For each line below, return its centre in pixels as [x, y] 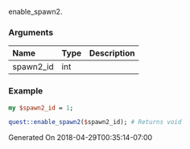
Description [112, 53]
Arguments [31, 32]
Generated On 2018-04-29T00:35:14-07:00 [81, 138]
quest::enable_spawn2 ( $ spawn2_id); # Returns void [95, 122]
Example [26, 91]
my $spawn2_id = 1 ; [41, 108]
